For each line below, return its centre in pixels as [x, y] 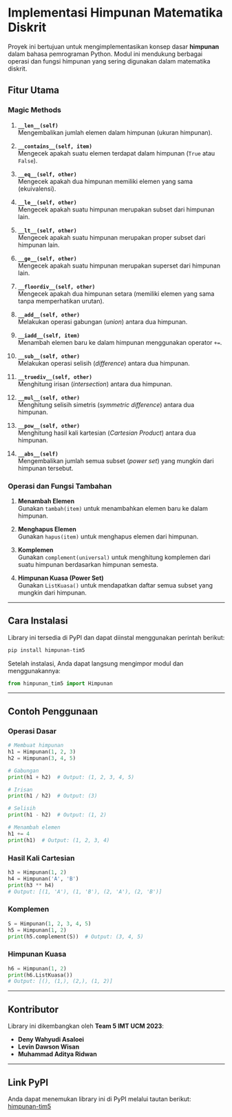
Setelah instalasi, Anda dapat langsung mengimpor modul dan [96, 663]
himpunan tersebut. [45, 468]
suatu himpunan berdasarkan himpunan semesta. [88, 564]
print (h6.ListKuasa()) [40, 975]
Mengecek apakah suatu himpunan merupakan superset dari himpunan [119, 265]
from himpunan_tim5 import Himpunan [60, 683]
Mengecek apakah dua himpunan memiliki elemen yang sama [105, 181]
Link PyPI [28, 1082]
